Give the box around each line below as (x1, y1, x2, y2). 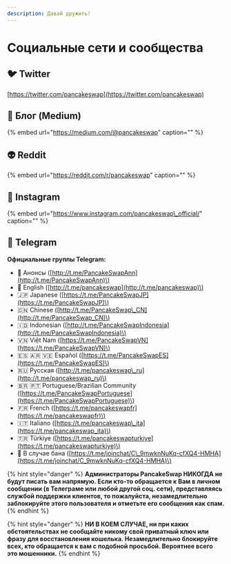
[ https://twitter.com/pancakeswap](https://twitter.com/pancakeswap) (7, 90, 205, 98)
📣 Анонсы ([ (17, 268, 52, 276)
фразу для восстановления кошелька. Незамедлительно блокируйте (7, 534, 219, 543)
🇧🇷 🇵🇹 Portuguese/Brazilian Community (17, 381, 137, 389)
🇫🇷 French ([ (17, 404, 57, 412)
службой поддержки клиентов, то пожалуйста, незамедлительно (7, 491, 208, 500)
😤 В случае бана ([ (17, 449, 72, 457)
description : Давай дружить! (7, 10, 91, 17)
